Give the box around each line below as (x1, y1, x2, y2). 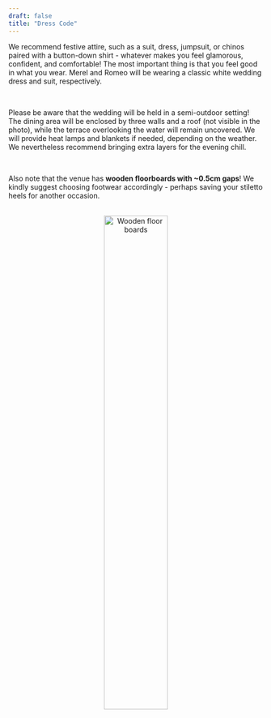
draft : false (8, 11, 53, 20)
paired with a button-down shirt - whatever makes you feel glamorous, (8, 50, 244, 60)
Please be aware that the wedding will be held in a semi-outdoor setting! (8, 107, 250, 118)
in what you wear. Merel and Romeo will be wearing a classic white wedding (8, 67, 262, 77)
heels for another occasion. (8, 190, 100, 200)
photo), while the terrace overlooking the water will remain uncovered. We (8, 125, 256, 135)
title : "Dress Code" (8, 19, 78, 28)
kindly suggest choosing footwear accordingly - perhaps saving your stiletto (8, 182, 263, 191)
